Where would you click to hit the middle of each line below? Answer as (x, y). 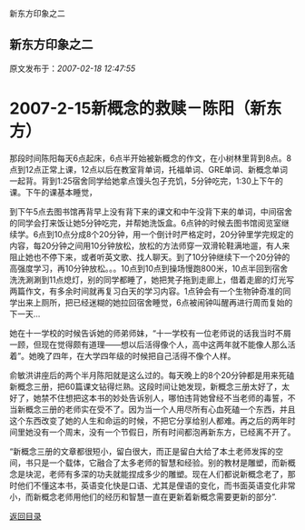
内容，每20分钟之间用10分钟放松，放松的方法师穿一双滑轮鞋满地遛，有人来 (150, 245)
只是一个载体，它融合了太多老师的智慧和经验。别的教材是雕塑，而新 (160, 463)
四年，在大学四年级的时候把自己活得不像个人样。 (144, 355)
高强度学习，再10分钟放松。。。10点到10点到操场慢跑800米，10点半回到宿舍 (149, 268)
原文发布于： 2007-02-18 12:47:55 (73, 68)
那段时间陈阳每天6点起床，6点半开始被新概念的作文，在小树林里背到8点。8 (151, 158)
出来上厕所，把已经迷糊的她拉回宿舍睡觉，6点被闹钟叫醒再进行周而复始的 (155, 302)
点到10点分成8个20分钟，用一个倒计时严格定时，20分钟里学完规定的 (166, 234)
